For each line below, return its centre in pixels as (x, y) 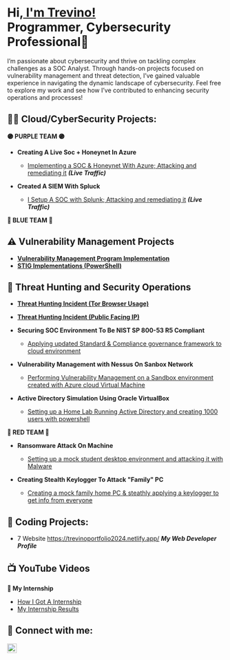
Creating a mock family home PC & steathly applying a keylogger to (123, 493)
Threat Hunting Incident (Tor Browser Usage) (83, 304)
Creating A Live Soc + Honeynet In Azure (76, 152)
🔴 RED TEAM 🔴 (28, 432)
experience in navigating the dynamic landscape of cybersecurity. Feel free (114, 83)
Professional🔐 (48, 42)
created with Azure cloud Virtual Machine (86, 385)
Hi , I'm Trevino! (52, 13)
